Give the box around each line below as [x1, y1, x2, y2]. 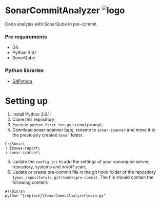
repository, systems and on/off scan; [12, 164, 86, 170]
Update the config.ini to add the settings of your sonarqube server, [12, 159, 150, 165]
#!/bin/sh [5, 189, 25, 194]
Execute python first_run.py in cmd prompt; [12, 122, 103, 128]
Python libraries [5, 67, 44, 74]
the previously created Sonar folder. [12, 132, 84, 138]
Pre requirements [5, 33, 47, 40]
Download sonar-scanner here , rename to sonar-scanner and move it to [12, 127, 156, 133]
